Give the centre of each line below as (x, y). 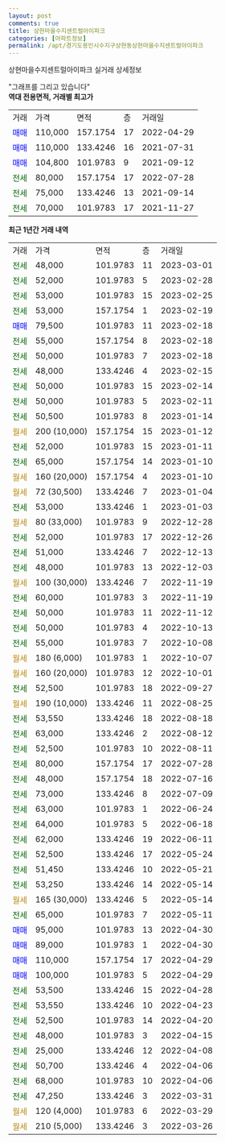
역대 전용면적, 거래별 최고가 (51, 97)
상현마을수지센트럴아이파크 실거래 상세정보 (75, 70)
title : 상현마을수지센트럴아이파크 (57, 31)
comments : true (34, 23)
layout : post (30, 16)
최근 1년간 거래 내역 (39, 230)
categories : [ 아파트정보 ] (47, 38)
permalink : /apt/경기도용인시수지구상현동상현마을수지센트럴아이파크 (106, 46)
